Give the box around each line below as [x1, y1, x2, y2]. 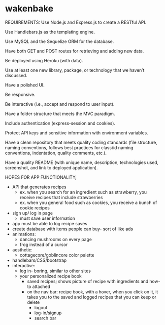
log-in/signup [34, 310, 62, 316]
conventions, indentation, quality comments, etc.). [5, 150, 107, 156]
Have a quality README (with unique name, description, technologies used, [5, 159, 159, 165]
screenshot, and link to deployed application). [5, 164, 98, 170]
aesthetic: [12, 246, 33, 252]
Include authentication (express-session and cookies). [5, 120, 116, 126]
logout [34, 304, 48, 310]
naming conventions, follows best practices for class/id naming [5, 144, 133, 151]
